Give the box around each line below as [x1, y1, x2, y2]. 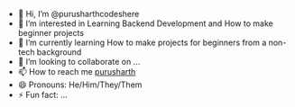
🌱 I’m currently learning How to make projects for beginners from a [17, 37, 267, 48]
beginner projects [17, 28, 84, 38]
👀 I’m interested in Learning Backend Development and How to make [17, 18, 273, 29]
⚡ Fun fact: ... [17, 90, 68, 100]
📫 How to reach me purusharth [17, 67, 136, 76]
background [36, 47, 82, 58]
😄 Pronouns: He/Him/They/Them [17, 79, 143, 90]
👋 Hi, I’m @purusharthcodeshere [17, 9, 140, 19]
